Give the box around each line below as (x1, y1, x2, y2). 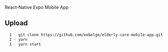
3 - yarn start (9, 41, 41, 47)
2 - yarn (9, 37, 28, 42)
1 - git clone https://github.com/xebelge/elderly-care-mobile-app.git (9, 32, 163, 37)
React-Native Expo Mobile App (5, 5, 69, 10)
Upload (5, 19, 28, 27)
